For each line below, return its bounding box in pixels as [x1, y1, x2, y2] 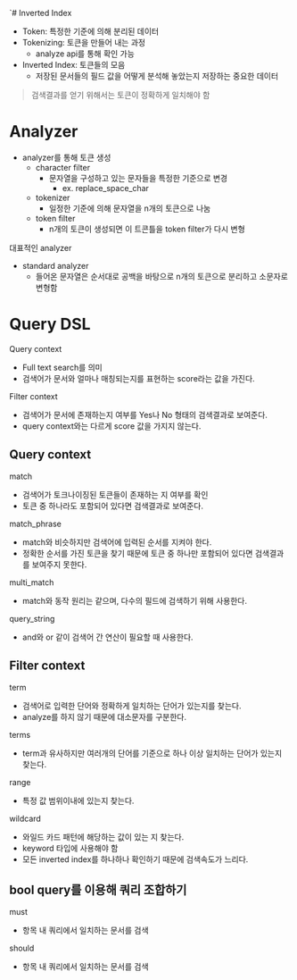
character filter [35, 162, 91, 172]
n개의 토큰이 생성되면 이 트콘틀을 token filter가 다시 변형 [48, 223, 245, 234]
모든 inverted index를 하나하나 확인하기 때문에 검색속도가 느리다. [21, 853, 249, 865]
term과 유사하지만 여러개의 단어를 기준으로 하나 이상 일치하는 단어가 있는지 [21, 748, 283, 758]
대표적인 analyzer [9, 242, 72, 253]
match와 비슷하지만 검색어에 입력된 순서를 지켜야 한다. [21, 536, 212, 548]
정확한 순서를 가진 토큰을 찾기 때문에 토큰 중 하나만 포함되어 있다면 [21, 548, 253, 558]
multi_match [9, 576, 54, 588]
